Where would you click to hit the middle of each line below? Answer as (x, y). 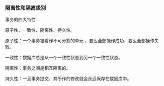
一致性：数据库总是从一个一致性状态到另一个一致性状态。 (64, 58)
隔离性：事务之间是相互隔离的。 (38, 68)
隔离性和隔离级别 (26, 7)
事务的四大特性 (20, 20)
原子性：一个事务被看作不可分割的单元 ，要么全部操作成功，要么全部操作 (80, 41)
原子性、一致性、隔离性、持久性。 (40, 30)
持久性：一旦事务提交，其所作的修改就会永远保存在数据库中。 (68, 79)
